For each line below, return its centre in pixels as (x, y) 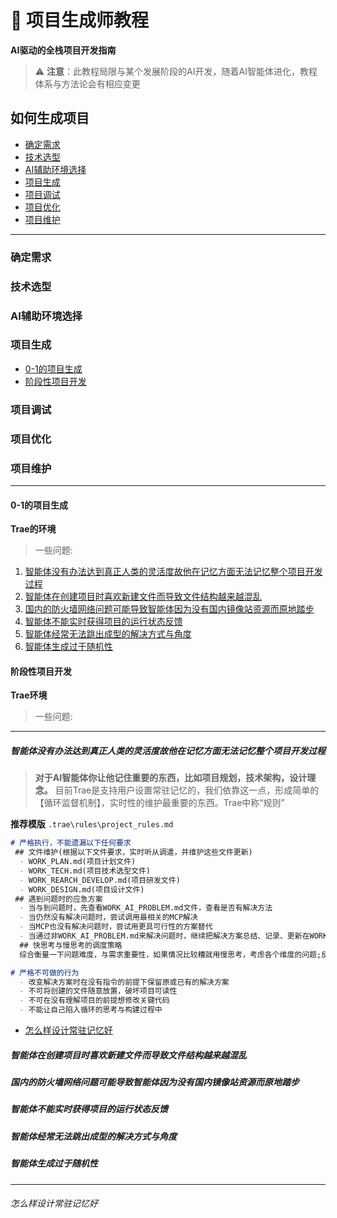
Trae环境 (29, 695)
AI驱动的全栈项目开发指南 (63, 50)
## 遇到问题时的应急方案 (58, 899)
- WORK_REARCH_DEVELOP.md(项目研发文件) (100, 880)
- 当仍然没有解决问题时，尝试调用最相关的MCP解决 (108, 917)
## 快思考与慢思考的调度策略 (71, 945)
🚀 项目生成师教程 (80, 20)
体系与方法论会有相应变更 (87, 83)
